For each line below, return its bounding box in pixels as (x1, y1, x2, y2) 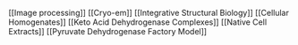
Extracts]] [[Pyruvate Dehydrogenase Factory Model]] (8, 26, 208, 36)
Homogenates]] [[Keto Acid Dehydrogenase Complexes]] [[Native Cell (8, 17, 268, 27)
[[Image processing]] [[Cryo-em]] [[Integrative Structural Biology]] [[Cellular (8, 8, 290, 18)
